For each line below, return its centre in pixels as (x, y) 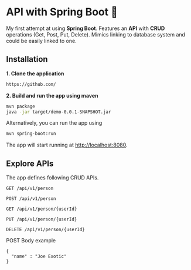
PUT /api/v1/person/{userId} (42, 219)
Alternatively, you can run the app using (54, 123)
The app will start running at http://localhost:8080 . (67, 145)
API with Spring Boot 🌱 (62, 12)
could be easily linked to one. (42, 41)
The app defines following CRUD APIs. (52, 178)
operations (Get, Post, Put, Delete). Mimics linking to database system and (96, 34)
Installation (27, 59)
